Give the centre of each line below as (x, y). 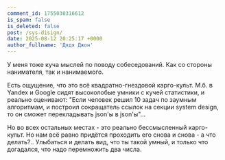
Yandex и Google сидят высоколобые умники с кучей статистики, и (106, 92)
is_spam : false (29, 20)
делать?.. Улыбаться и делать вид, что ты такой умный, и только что (108, 142)
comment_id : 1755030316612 (46, 13)
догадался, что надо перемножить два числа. (74, 149)
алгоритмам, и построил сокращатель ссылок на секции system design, (113, 107)
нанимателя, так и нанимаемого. (56, 72)
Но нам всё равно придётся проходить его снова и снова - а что (121, 135)
